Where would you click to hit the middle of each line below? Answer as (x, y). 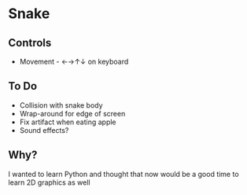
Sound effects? (44, 130)
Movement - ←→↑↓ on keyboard (74, 61)
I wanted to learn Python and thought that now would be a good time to (124, 174)
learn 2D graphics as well (49, 182)
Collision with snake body (61, 105)
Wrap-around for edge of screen (72, 113)
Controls (30, 43)
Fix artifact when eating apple (68, 122)
